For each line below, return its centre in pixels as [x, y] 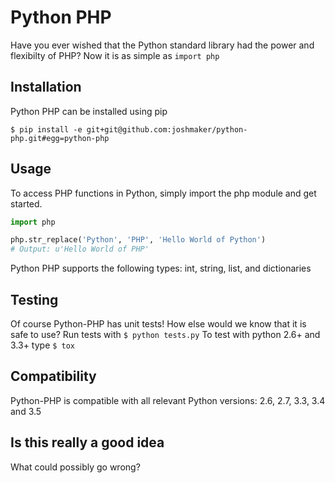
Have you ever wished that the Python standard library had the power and [162, 45]
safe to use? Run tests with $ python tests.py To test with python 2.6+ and [165, 334]
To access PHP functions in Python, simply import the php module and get [163, 193]
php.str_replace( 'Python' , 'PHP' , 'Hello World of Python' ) [138, 240]
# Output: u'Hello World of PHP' [80, 249]
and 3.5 [26, 411]
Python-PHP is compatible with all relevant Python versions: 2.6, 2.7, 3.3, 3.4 [168, 400]
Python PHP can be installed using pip [89, 111]
